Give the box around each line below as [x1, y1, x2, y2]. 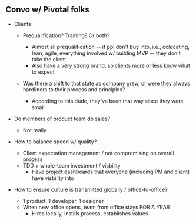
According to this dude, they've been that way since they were [31, 97, 184, 104]
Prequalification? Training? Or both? [22, 32, 110, 39]
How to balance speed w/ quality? [14, 138, 97, 145]
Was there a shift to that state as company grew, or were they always [22, 80, 191, 87]
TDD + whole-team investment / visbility [22, 162, 121, 169]
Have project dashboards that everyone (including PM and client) [31, 168, 190, 175]
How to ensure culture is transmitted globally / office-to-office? [14, 186, 168, 193]
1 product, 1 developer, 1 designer [22, 197, 104, 204]
